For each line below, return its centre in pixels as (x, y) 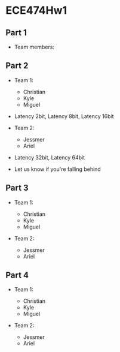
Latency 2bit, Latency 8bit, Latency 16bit (64, 116)
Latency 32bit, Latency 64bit (50, 157)
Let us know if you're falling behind (57, 169)
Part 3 (17, 188)
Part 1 (16, 33)
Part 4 (17, 276)
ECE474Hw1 (36, 10)
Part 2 (17, 66)
